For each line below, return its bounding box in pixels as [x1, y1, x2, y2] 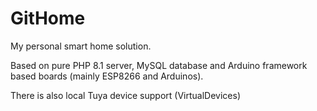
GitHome [10, 7, 86, 30]
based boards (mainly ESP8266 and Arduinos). [10, 70, 204, 82]
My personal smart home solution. [10, 40, 152, 52]
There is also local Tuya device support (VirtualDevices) [10, 89, 241, 101]
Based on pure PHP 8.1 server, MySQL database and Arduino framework [10, 59, 308, 71]
